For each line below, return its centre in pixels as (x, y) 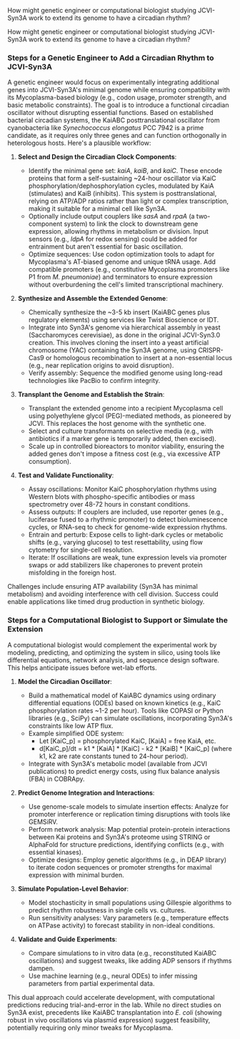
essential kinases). (56, 852)
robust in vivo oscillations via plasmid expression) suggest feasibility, (109, 1020)
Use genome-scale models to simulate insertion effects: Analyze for (128, 806)
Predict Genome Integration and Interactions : (86, 792)
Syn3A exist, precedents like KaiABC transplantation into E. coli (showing (115, 1012)
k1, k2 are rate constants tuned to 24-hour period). (114, 756)
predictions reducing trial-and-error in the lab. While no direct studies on (114, 1005)
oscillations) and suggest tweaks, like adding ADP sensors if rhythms (130, 960)
